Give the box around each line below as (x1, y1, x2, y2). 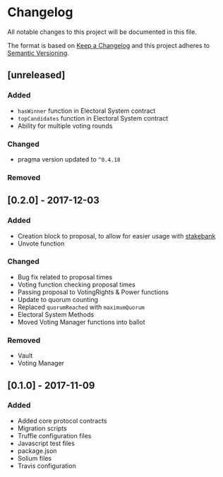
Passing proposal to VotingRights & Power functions (17, 287, 169, 296)
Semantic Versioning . (7, 49, 69, 57)
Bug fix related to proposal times (17, 272, 113, 281)
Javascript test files (17, 439, 76, 447)
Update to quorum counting (17, 295, 99, 303)
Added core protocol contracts (17, 416, 107, 425)
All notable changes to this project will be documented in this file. (7, 28, 198, 36)
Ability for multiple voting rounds (17, 121, 113, 130)
